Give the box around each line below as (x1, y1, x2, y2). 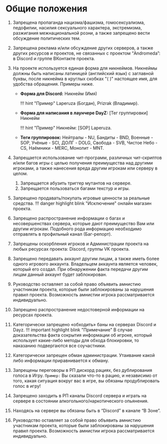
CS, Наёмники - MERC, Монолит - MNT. (20, 145, 105, 151)
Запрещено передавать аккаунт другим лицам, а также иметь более (12, 256, 160, 262)
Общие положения (5, 3, 88, 14)
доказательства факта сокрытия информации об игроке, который (12, 332, 153, 338)
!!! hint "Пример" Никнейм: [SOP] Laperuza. (20, 125, 112, 131)
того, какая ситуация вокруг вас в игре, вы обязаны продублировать (12, 377, 160, 383)
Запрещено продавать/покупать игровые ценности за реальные (12, 195, 150, 201)
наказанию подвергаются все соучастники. (12, 343, 106, 349)
